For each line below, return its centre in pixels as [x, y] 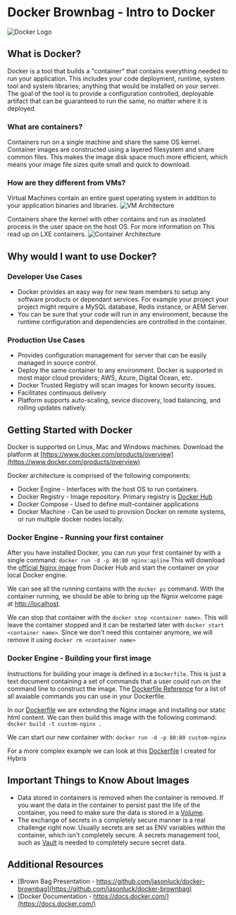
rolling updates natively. [52, 408]
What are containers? [45, 126]
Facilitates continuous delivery [62, 393]
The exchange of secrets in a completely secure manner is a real [111, 820]
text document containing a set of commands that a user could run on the [114, 681]
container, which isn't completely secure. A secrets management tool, [119, 835]
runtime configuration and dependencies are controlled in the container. [122, 322]
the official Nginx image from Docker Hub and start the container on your [113, 567]
